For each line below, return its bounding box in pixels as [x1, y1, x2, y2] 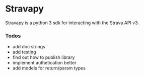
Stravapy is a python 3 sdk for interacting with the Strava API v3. [5, 20, 139, 26]
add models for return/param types [12, 65, 86, 71]
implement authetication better [12, 60, 77, 66]
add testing [12, 49, 36, 55]
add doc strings [12, 44, 45, 50]
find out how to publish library [12, 54, 75, 60]
